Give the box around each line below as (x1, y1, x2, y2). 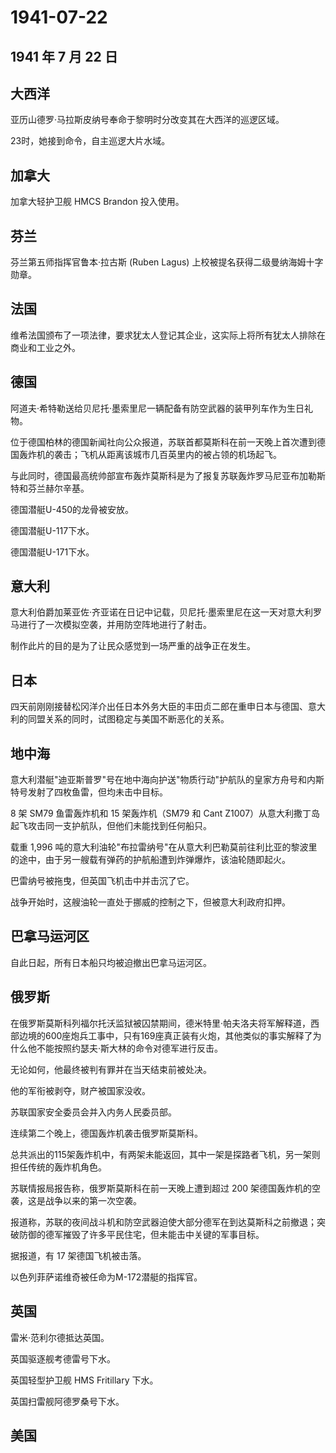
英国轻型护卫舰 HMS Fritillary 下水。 (10, 1374, 159, 1386)
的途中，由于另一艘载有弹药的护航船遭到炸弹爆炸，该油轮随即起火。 (10, 854, 291, 866)
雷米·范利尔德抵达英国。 (10, 1331, 110, 1343)
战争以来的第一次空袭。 (44, 1194, 142, 1206)
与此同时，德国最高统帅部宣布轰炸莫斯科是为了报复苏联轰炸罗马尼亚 (10, 469, 291, 481)
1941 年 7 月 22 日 (10, 48, 118, 65)
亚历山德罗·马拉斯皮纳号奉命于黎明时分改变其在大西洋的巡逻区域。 (10, 114, 285, 126)
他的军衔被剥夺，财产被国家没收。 (10, 1084, 151, 1096)
